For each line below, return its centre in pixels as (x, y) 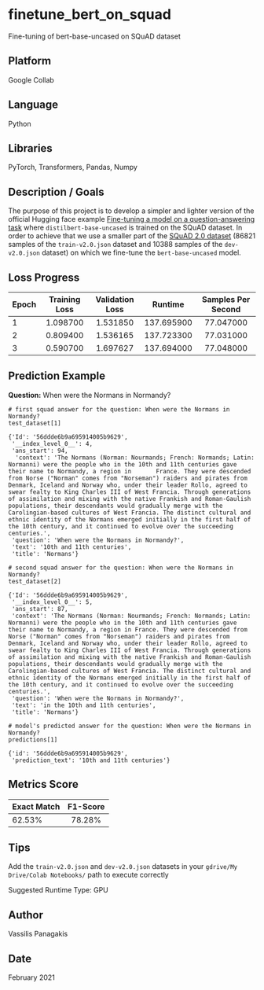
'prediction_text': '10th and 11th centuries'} (91, 760)
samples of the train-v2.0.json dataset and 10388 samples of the (115, 245)
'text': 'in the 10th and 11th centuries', (84, 705)
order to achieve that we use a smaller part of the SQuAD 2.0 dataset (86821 (132, 236)
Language (33, 105)
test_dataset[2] (35, 581)
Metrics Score (43, 784)
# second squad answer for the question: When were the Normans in (121, 568)
